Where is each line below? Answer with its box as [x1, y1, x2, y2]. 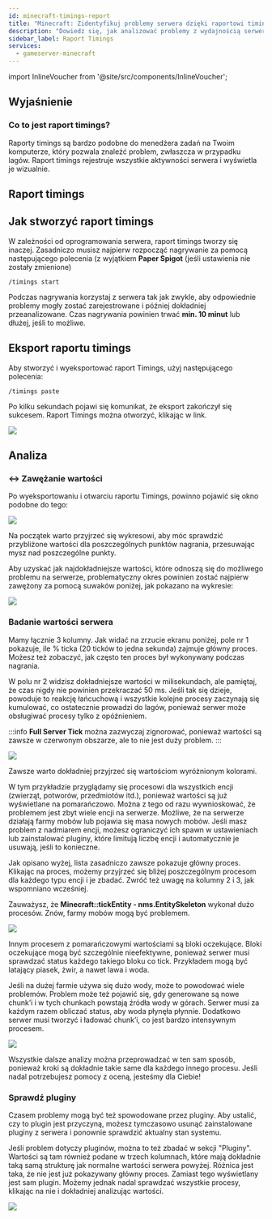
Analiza [8, 449, 48, 463]
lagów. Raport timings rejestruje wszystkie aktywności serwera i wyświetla [8, 155, 257, 165]
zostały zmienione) [8, 262, 72, 272]
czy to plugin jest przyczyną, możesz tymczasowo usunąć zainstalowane [8, 1118, 253, 1128]
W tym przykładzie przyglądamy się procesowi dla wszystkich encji [8, 781, 234, 791]
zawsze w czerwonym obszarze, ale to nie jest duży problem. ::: [8, 735, 223, 745]
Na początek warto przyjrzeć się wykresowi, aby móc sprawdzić [8, 531, 224, 541]
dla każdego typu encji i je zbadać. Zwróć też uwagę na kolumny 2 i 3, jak [8, 875, 255, 884]
